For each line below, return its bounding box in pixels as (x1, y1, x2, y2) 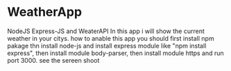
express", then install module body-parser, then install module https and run (7, 49, 224, 57)
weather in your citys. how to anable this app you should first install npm (7, 34, 214, 42)
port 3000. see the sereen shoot (7, 56, 100, 64)
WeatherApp (7, 4, 82, 20)
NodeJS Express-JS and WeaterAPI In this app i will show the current (7, 27, 205, 35)
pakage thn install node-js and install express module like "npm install (7, 41, 207, 50)
